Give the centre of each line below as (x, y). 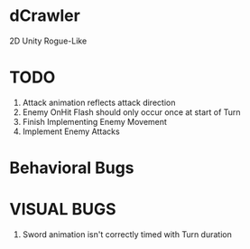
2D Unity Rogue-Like (48, 41)
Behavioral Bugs (72, 168)
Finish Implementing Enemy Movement (94, 121)
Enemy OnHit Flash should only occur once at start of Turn (131, 112)
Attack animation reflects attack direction (99, 102)
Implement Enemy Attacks (71, 131)
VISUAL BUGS (63, 210)
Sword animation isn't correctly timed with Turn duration (127, 235)
